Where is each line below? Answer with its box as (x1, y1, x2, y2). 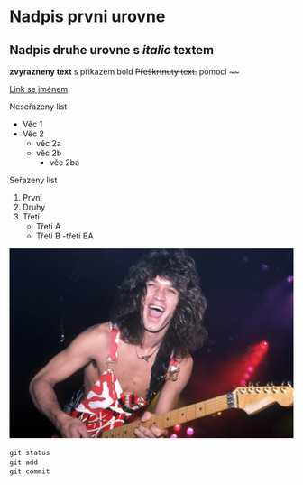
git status (9, 448, 50, 457)
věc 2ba (49, 157, 80, 168)
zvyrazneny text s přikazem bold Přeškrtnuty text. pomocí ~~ (9, 66, 240, 77)
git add (9, 458, 39, 467)
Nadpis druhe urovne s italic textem (9, 42, 215, 58)
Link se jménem (9, 84, 69, 94)
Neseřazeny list (9, 101, 68, 112)
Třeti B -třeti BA (35, 230, 94, 241)
